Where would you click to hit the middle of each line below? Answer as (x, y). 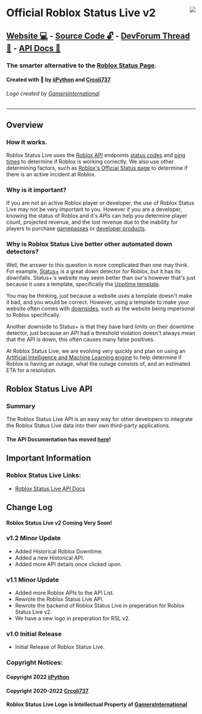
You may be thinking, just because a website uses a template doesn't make (99, 295)
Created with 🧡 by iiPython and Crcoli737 (59, 80)
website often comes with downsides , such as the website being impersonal (101, 308)
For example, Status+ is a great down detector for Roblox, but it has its (93, 271)
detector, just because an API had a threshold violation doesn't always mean (101, 333)
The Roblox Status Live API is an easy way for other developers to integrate (99, 419)
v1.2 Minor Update (34, 538)
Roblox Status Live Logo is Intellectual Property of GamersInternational (97, 704)
